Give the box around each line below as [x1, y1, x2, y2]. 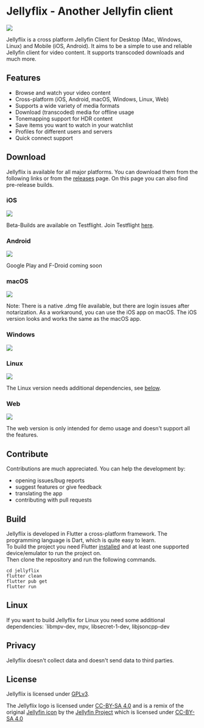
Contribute [6, 449, 49, 459]
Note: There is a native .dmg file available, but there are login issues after [6, 303, 190, 310]
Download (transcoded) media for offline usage [15, 108, 135, 116]
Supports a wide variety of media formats [15, 102, 120, 109]
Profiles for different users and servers [15, 128, 113, 135]
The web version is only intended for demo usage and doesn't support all [6, 425, 191, 432]
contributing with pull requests [15, 496, 93, 503]
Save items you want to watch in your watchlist [15, 121, 133, 128]
